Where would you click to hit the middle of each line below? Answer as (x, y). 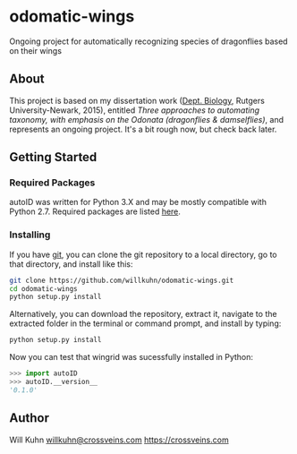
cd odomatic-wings (43, 288)
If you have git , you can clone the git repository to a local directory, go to (143, 254)
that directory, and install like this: (71, 264)
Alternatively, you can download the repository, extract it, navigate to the (143, 314)
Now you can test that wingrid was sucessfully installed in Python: (131, 357)
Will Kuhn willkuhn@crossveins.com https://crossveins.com (119, 440)
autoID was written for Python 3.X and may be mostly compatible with (138, 202)
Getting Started (53, 157)
